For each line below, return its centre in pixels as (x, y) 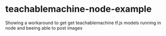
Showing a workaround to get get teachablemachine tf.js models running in (83, 23)
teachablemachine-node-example (78, 9)
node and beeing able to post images (44, 28)
